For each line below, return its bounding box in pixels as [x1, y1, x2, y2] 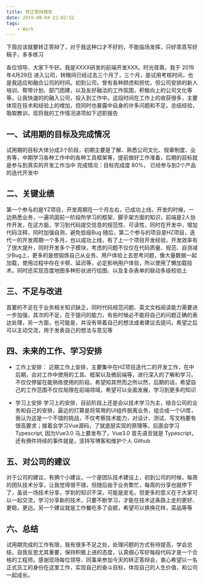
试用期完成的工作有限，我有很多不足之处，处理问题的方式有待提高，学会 [6, 541, 187, 548]
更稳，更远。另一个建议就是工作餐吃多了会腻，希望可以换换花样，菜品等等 [6, 504, 192, 512]
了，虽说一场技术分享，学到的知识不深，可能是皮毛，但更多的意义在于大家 [6, 489, 192, 496]
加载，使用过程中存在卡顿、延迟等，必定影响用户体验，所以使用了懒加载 [6, 259, 187, 266]
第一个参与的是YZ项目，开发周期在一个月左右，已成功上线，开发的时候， [6, 206, 189, 213]
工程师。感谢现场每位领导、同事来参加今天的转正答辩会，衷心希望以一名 [16, 556, 198, 563]
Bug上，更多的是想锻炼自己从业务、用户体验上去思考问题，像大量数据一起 [11, 251, 197, 259]
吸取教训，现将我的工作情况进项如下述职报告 [6, 109, 118, 117]
